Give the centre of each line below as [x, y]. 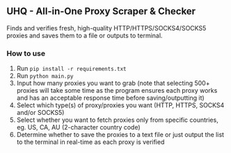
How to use [26, 53]
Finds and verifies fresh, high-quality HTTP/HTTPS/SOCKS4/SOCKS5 [106, 28]
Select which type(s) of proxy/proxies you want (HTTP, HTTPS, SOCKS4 [120, 105]
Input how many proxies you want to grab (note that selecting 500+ [113, 83]
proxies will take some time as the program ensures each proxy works [117, 91]
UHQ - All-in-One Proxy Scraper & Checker [101, 11]
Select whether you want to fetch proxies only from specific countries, [117, 120]
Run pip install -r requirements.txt [71, 69]
